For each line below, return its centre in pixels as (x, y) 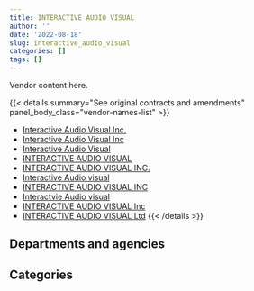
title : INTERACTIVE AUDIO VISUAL (72, 18)
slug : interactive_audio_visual (70, 43)
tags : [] (26, 59)
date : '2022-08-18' (46, 34)
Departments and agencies (87, 244)
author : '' (30, 26)
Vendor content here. (49, 85)
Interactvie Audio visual (66, 196)
